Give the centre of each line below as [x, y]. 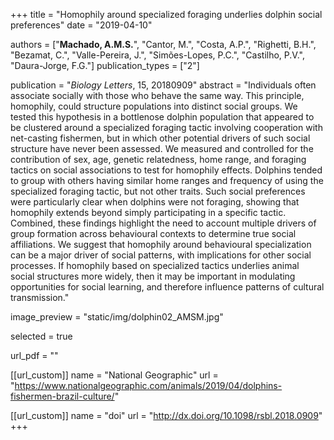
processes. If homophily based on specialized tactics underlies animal [155, 265]
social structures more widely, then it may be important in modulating [153, 276]
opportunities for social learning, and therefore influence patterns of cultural [167, 287]
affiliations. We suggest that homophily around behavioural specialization [161, 244]
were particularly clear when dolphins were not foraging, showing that [155, 202]
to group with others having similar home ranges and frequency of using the [167, 180]
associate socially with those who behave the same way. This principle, [157, 95]
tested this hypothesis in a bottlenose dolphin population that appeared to [162, 117]
